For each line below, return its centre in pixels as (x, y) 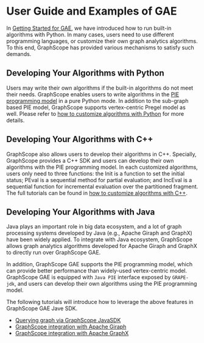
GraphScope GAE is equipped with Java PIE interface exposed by (89, 277)
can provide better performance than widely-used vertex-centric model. (97, 271)
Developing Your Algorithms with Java (81, 212)
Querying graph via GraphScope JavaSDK (68, 320)
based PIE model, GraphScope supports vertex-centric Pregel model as (96, 107)
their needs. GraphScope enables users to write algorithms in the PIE (93, 94)
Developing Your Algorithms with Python (85, 73)
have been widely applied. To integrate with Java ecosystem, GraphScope (100, 239)
